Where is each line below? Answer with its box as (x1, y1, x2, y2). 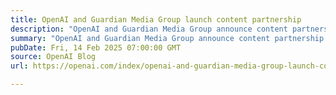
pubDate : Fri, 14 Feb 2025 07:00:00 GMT (10, 42, 182, 53)
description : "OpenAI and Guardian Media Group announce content (10, 24, 288, 34)
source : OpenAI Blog (10, 52, 97, 62)
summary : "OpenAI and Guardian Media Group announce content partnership (10, 33, 325, 43)
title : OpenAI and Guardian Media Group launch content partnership (10, 14, 302, 25)
